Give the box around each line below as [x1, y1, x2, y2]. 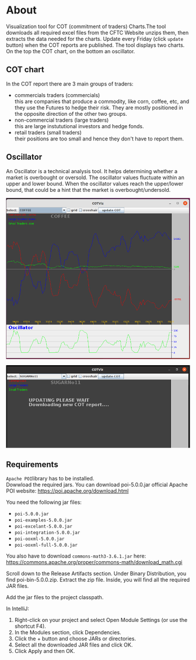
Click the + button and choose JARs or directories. [14, 635, 136, 642]
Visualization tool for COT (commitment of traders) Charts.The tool [6, 23, 166, 30]
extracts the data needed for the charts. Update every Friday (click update [6, 35, 184, 42]
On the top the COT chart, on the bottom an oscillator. [6, 47, 135, 54]
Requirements [6, 459, 58, 469]
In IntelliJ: [6, 605, 29, 612]
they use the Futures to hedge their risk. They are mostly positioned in [14, 104, 184, 111]
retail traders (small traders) [14, 129, 82, 136]
